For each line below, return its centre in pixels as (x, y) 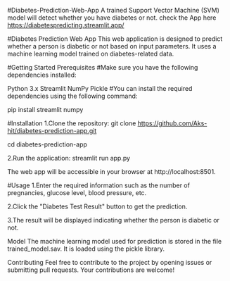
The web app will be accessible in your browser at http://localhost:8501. (111, 171)
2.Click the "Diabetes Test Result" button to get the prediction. (97, 206)
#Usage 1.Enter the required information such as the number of (98, 185)
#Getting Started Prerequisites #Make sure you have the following (103, 67)
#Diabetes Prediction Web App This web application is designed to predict (115, 39)
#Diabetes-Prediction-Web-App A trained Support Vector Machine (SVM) (114, 10)
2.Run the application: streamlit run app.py (69, 158)
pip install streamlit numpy (45, 110)
